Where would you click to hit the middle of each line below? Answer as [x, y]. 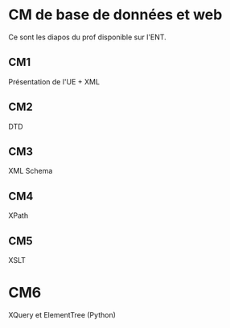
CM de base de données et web [115, 15]
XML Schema [31, 171]
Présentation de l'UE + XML [54, 81]
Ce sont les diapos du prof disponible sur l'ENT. [87, 37]
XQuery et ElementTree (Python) [62, 314]
